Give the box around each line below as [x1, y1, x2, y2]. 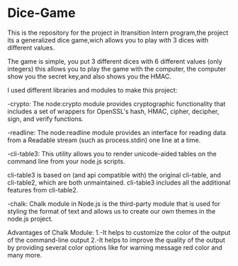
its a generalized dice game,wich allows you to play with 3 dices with [7, 35, 209, 44]
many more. [7, 250, 42, 259]
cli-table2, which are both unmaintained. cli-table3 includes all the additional [7, 178, 231, 187]
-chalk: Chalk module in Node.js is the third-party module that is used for [7, 199, 221, 208]
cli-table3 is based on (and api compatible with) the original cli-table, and [7, 170, 222, 179]
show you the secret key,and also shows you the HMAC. [7, 72, 172, 81]
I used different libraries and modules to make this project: [7, 86, 178, 94]
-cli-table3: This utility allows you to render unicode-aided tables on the [7, 149, 217, 158]
